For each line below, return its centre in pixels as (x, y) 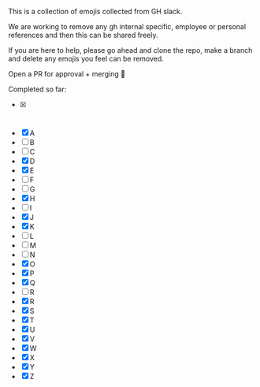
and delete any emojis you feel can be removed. (86, 59)
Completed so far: (37, 89)
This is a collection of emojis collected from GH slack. (95, 11)
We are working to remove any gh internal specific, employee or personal (127, 26)
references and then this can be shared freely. (83, 35)
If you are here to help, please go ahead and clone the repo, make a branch (130, 50)
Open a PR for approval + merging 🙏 (67, 74)
